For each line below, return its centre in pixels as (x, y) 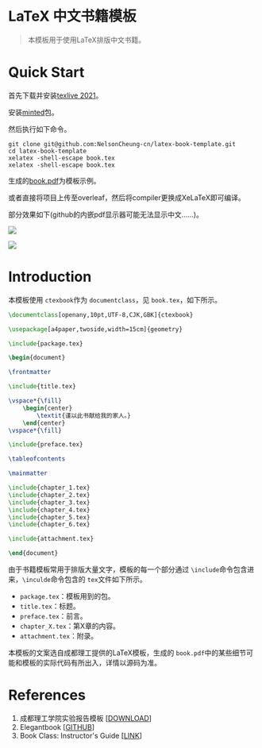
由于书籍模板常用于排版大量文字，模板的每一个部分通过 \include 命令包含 (128, 569)
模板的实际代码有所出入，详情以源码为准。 (91, 663)
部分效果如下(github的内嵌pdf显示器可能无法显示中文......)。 (106, 214)
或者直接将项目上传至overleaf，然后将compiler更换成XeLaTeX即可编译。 (127, 197)
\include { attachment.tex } (51, 539)
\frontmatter (30, 372)
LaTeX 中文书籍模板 (72, 16)
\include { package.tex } (46, 343)
